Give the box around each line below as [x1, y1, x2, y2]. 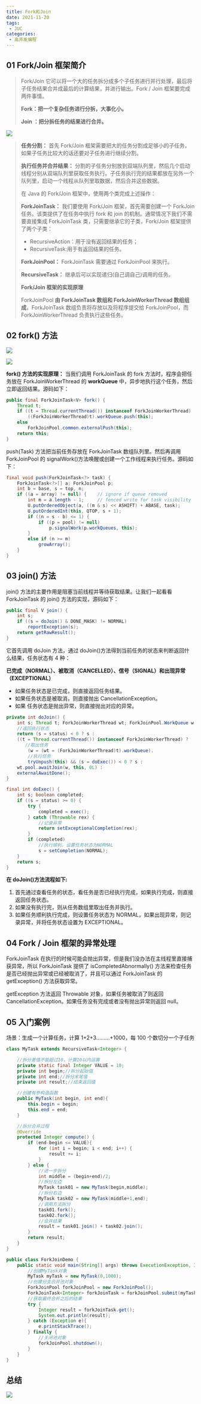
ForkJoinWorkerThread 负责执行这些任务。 [20, 311, 127, 318]
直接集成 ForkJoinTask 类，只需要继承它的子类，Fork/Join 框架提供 [26, 217, 191, 225]
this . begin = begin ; [28, 1101, 79, 1107]
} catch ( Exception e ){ [28, 1318, 87, 1324]
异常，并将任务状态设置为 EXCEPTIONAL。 [20, 919, 127, 926]
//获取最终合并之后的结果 [28, 1295, 83, 1301]
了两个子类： [20, 225, 53, 232]
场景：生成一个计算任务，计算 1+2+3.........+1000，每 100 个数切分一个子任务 [6, 1034, 195, 1041]
